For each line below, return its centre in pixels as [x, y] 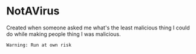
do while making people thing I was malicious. [64, 34]
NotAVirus [33, 11]
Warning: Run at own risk [39, 45]
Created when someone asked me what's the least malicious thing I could [98, 28]
